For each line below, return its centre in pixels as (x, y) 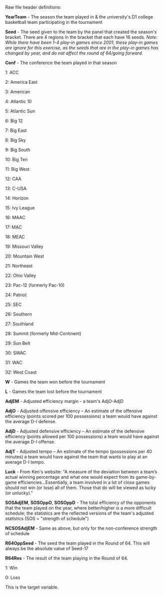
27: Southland (19, 324)
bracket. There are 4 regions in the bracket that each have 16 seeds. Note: (82, 37)
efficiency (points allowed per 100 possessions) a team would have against (82, 437)
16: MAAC (15, 217)
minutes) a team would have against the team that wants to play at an (77, 457)
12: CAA (13, 179)
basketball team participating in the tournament (54, 22)
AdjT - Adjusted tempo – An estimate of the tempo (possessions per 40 (79, 451)
